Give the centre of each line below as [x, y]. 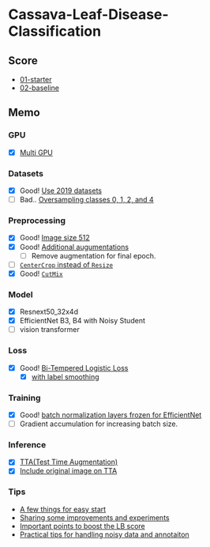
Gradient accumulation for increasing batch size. [99, 424]
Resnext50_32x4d [49, 312]
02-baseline [39, 88]
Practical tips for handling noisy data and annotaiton [104, 534]
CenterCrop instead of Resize [66, 264]
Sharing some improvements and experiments [94, 517]
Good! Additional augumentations [74, 247]
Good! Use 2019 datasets [61, 191]
